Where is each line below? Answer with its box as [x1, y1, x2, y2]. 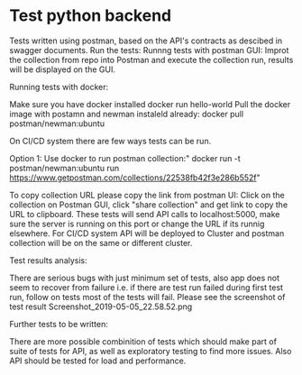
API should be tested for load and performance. [9, 355, 187, 366]
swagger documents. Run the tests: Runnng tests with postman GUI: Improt [9, 44, 289, 55]
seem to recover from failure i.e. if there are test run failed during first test [9, 281, 284, 293]
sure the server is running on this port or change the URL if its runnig [9, 218, 265, 229]
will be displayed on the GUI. [9, 64, 115, 75]
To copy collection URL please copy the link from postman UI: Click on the [9, 189, 286, 200]
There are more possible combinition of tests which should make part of [9, 335, 278, 347]
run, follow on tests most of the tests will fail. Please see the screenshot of [9, 291, 286, 302]
